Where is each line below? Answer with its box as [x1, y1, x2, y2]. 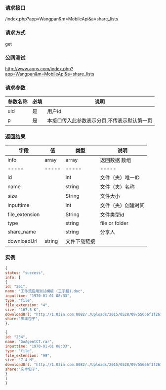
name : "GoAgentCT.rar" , [5, 339, 54, 344]
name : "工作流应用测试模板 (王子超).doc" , [5, 289, 85, 294]
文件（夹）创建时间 [100, 202, 145, 209]
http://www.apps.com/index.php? [5, 65, 73, 71]
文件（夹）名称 [100, 183, 135, 190]
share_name [7, 228, 36, 235]
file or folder [100, 220, 128, 226]
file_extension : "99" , [5, 353, 52, 358]
